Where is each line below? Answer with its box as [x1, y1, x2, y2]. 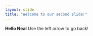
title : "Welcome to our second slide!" [5, 12, 88, 17]
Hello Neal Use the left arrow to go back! [5, 25, 89, 31]
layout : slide [5, 7, 35, 12]
